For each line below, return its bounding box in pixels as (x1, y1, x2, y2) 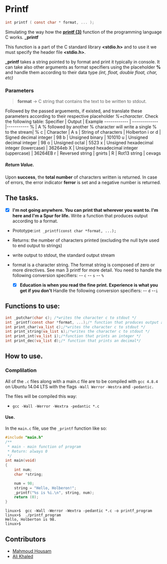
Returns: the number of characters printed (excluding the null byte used (12, 237, 160, 243)
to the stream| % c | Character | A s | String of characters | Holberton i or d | (5, 129, 161, 135)
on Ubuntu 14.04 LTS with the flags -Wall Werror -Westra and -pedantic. (5, 383, 154, 389)
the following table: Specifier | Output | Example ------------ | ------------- (5, 118, 159, 125)
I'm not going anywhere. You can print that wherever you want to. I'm (12, 207, 158, 213)
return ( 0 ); (14, 495, 39, 500)
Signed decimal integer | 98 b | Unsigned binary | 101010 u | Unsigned (5, 134, 148, 140)
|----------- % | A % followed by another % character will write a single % (5, 124, 157, 130)
